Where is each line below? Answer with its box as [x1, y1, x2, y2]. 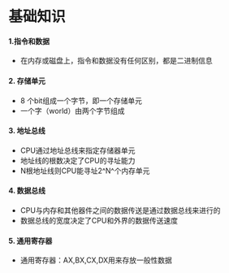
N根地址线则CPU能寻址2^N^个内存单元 [19, 166, 150, 175]
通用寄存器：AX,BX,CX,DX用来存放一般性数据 [19, 255, 173, 265]
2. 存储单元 [8, 76, 46, 85]
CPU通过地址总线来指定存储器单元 [19, 145, 136, 155]
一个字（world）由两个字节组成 [19, 106, 125, 115]
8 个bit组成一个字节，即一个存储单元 [19, 95, 142, 106]
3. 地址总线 [8, 126, 46, 136]
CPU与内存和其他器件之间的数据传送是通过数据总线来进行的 [19, 206, 221, 215]
